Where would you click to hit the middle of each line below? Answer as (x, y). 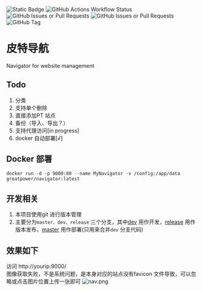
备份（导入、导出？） (42, 123)
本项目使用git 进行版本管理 (48, 215)
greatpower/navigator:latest (43, 179)
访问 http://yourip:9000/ (36, 266)
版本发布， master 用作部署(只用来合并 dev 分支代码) (79, 230)
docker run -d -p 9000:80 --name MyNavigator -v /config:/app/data (93, 173)
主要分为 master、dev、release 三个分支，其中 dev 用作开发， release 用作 (105, 222)
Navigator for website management (50, 65)
